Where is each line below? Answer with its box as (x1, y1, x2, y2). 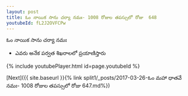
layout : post (6, 8, 39, 15)
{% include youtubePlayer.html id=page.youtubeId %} (6, 62, 140, 70)
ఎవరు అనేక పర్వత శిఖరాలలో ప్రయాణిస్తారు (14, 49, 106, 57)
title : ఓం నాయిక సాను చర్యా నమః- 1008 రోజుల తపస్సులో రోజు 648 (6, 14, 157, 20)
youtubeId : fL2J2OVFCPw (6, 20, 66, 26)
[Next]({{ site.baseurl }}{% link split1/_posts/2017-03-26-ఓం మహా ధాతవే (6, 74, 182, 82)
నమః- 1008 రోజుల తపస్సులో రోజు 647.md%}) (6, 82, 110, 89)
